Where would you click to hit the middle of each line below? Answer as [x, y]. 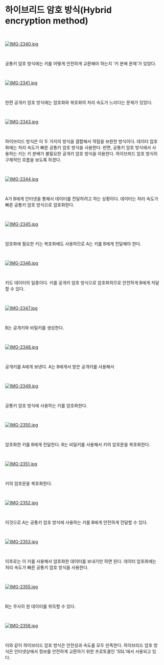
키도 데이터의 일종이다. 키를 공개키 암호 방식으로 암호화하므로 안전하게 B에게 [78, 282]
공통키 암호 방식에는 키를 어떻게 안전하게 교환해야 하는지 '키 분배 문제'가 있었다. [81, 63]
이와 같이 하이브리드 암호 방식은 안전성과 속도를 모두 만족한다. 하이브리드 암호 [79, 645]
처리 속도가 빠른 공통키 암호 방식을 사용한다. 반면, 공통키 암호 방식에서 [84, 147]
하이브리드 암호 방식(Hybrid [59, 10]
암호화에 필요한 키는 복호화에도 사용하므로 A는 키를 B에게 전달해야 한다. [73, 244]
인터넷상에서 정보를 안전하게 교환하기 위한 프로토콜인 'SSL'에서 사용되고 [82, 651]
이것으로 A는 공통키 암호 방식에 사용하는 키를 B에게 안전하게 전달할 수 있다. [76, 522]
